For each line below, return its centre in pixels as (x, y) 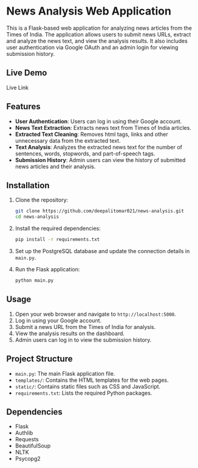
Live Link (18, 87)
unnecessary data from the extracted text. (68, 140)
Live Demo (27, 73)
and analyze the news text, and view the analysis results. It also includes (97, 41)
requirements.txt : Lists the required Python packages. (84, 393)
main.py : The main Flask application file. (65, 373)
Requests (27, 439)
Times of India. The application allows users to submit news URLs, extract (99, 34)
